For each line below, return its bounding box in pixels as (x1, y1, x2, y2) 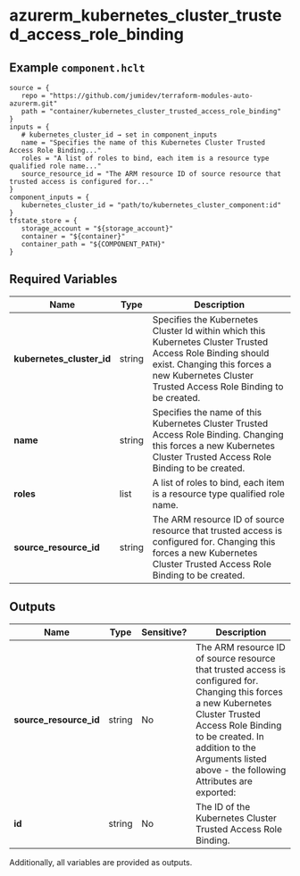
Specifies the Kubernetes (152, 313, 259, 326)
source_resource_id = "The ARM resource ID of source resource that (21, 170, 281, 179)
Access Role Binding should (152, 346, 270, 359)
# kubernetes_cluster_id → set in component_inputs (21, 130, 218, 139)
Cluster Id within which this (152, 324, 266, 337)
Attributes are (195, 774, 253, 787)
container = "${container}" (21, 232, 126, 241)
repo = (21, 91, 46, 100)
